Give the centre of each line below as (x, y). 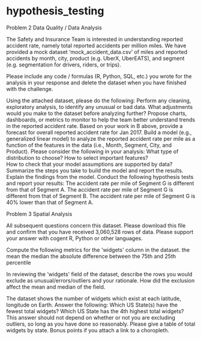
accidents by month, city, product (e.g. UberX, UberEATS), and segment (95, 58)
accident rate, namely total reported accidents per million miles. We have (96, 45)
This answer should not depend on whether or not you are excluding (91, 317)
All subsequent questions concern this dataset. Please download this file (96, 225)
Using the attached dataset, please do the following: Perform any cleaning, (99, 101)
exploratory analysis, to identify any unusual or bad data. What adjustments (100, 107)
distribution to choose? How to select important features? (77, 157)
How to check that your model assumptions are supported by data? (89, 164)
